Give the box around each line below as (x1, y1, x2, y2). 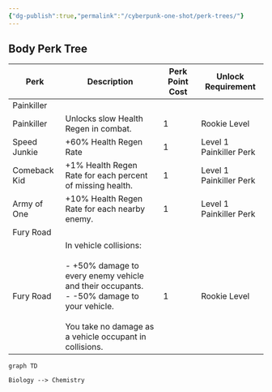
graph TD (8, 362, 38, 370)
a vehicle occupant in (65, 331, 147, 342)
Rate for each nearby (65, 204, 146, 215)
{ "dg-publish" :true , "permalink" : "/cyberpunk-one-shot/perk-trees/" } (8, 11, 244, 20)
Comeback (12, 165, 54, 176)
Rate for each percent (65, 170, 148, 181)
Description (87, 76, 134, 88)
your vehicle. (65, 301, 115, 312)
